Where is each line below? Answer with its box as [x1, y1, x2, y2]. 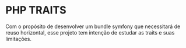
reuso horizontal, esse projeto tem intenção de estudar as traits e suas [5, 29, 175, 36]
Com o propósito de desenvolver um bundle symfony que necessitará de [5, 23, 181, 30]
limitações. [5, 35, 31, 42]
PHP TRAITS [5, 4, 66, 17]
